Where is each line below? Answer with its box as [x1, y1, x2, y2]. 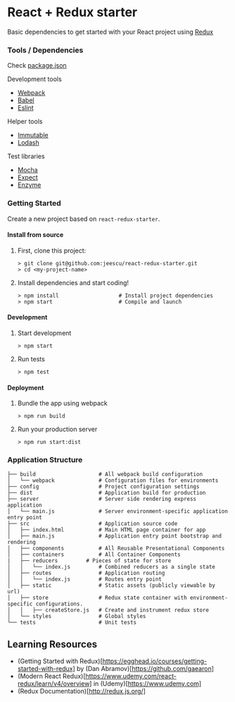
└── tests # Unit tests [7, 619, 137, 627]
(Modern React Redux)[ [17, 672, 86, 681]
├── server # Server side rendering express [7, 495, 197, 503]
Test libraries [7, 152, 45, 161]
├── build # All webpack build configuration [7, 471, 203, 478]
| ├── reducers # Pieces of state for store [7, 557, 172, 564]
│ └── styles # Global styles [7, 613, 146, 620]
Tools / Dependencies [7, 45, 84, 55]
